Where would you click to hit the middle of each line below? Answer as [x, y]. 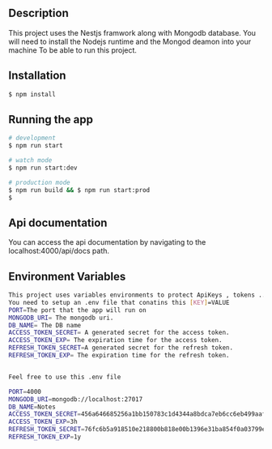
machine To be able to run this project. [73, 50]
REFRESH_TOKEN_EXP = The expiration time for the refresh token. [119, 356]
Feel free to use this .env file [65, 377]
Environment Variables [67, 276]
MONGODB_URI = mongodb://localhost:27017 [76, 399]
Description [38, 13]
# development [32, 138]
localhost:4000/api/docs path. [59, 251]
